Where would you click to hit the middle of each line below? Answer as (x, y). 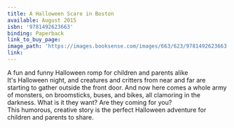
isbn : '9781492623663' (40, 27)
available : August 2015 (42, 20)
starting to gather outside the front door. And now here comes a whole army (117, 87)
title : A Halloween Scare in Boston (61, 14)
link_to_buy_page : (34, 40)
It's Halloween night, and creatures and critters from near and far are (106, 80)
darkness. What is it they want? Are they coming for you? (90, 102)
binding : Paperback (36, 33)
